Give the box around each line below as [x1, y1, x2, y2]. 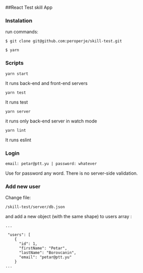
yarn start [5, 71, 29, 76]
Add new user [5, 183, 41, 190]
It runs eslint [5, 137, 32, 143]
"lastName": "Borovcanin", [18, 250, 77, 256]
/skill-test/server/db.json [5, 204, 65, 209]
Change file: [5, 195, 31, 201]
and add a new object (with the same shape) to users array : [5, 214, 132, 220]
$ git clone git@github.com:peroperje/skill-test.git [5, 38, 123, 44]
